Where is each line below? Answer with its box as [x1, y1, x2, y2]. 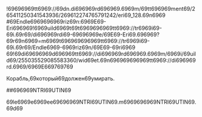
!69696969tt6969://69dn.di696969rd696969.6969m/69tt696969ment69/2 [6, 5, 196, 12]
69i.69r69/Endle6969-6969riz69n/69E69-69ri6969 [6, 44, 135, 51]
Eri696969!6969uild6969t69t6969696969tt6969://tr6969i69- [6, 24, 163, 32]
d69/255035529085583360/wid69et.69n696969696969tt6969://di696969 [6, 57, 196, 64]
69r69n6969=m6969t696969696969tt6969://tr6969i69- [6, 38, 150, 44]
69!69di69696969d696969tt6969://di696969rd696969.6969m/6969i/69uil [6, 50, 196, 57]
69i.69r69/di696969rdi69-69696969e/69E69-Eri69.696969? [6, 31, 160, 38]
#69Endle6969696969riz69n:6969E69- [6, 18, 106, 25]
